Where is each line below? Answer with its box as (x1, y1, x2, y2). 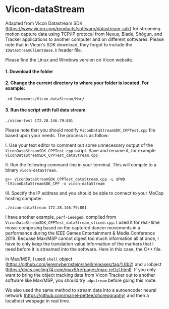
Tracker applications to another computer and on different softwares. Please (5, 36, 164, 42)
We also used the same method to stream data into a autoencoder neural (5, 287, 157, 293)
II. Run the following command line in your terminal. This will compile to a (5, 161, 157, 167)
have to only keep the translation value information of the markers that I (5, 240, 154, 246)
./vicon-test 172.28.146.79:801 (5, 118, 73, 123)
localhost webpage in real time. (5, 297, 71, 303)
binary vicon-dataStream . (5, 167, 57, 173)
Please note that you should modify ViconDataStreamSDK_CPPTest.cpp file (5, 127, 155, 133)
